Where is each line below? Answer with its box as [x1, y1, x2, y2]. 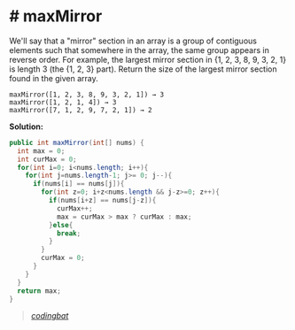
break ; [56, 228, 82, 238]
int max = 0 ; [17, 146, 66, 156]
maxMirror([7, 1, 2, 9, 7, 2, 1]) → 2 [9, 105, 152, 114]
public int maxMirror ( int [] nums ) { [9, 138, 144, 147]
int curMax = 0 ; [17, 155, 77, 164]
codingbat [30, 311, 69, 321]
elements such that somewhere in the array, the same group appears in [9, 44, 270, 55]
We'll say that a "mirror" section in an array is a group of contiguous [9, 35, 257, 46]
